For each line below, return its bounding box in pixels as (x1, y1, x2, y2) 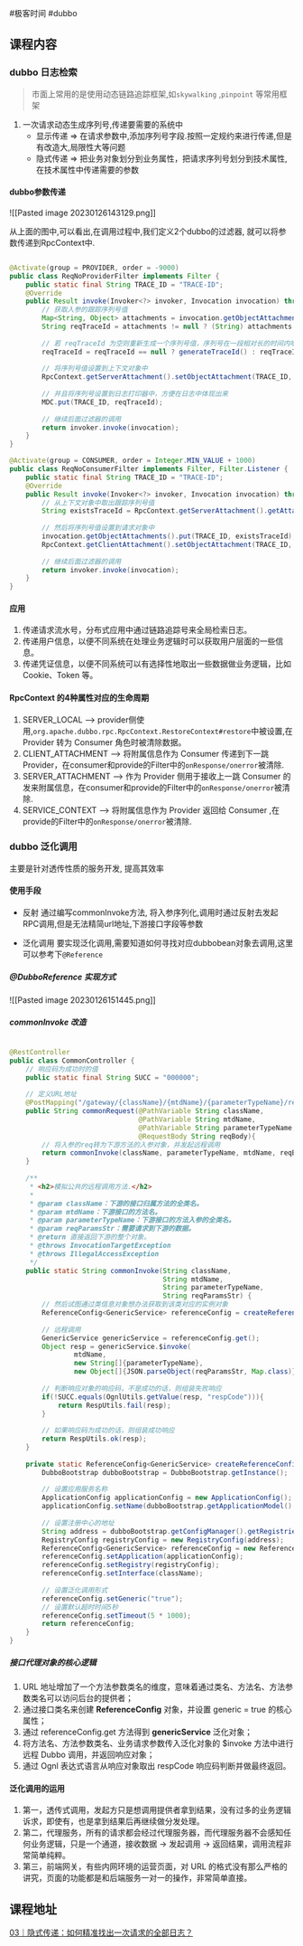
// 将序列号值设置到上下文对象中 (41, 364, 149, 373)
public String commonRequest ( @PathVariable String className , (25, 1107, 264, 1116)
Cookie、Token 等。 (22, 670, 98, 681)
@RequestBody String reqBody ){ (138, 1131, 256, 1141)
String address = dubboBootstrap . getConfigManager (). (41, 1526, 248, 1535)
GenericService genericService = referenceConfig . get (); (41, 1333, 260, 1343)
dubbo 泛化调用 (9, 840, 78, 853)
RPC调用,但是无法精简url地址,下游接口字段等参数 (22, 919, 204, 930)
